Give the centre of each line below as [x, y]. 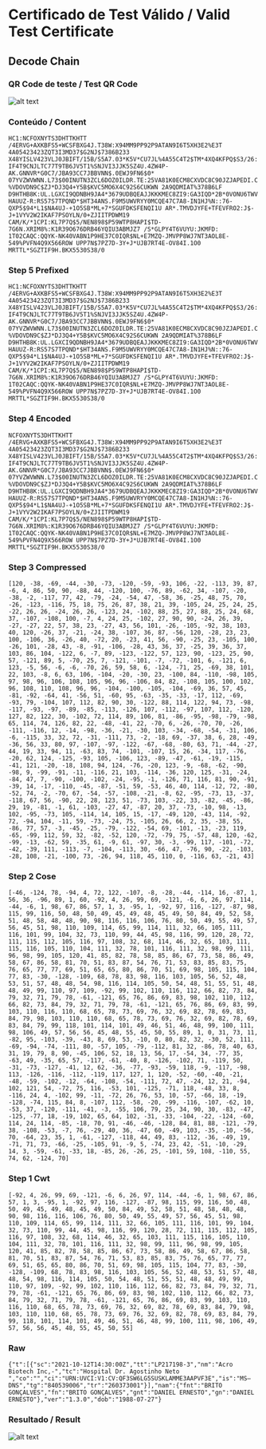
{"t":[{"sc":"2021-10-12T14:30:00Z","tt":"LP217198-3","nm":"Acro [121, 1364]
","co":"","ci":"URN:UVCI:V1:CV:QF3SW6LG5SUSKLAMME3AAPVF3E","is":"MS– [129, 1378]
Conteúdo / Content [47, 121]
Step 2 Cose [32, 876]
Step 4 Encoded [40, 419]
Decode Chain [44, 61]
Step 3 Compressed [47, 567]
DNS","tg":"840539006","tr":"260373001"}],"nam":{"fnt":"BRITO [115, 1385]
